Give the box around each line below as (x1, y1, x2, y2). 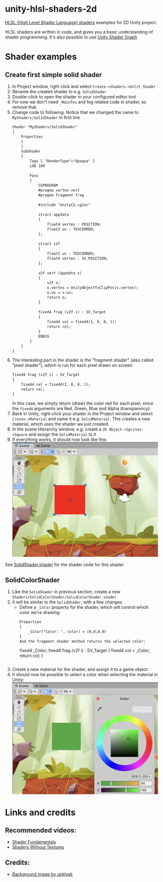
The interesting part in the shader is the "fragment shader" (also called (12, 357, 154, 363)
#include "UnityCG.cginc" (38, 202, 91, 207)
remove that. (12, 104, 38, 110)
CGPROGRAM (38, 183, 58, 188)
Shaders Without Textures (12, 844, 65, 850)
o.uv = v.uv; (47, 290, 74, 295)
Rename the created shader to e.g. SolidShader (12, 89, 107, 94)
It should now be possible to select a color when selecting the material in (12, 672, 158, 677)
